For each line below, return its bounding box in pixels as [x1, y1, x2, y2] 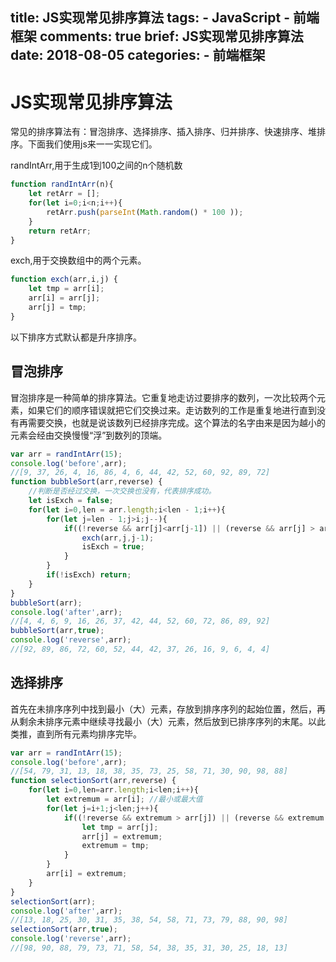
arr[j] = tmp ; [28, 303, 87, 313]
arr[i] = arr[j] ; [28, 293, 101, 303]
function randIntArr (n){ [10, 179, 114, 190]
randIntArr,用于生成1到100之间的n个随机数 [10, 159, 183, 172]
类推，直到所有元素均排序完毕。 [10, 728, 142, 740]
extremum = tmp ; [81, 841, 150, 851]
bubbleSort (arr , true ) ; [10, 626, 105, 636]
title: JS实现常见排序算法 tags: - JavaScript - [10, 9, 290, 27]
